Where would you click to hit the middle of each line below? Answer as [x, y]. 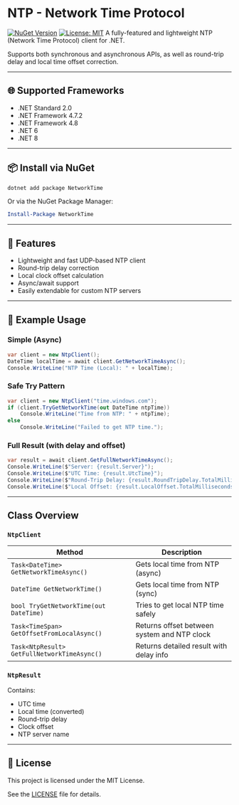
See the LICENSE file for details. [54, 794]
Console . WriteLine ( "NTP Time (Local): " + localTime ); [90, 368]
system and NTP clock [173, 634]
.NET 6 [28, 130]
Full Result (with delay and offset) [67, 446]
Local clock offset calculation [61, 276]
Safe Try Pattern [36, 386]
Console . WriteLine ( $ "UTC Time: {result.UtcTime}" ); [85, 474]
